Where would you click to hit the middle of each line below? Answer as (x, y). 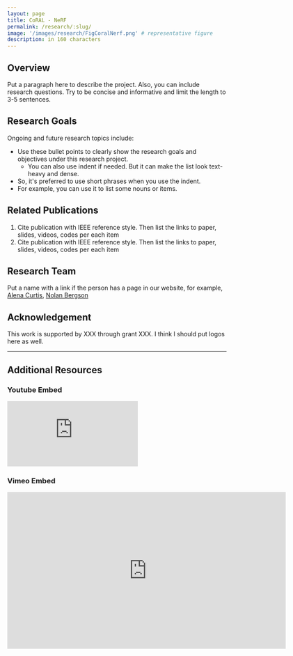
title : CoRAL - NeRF (37, 20)
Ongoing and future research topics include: (71, 138)
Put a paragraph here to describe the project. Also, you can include (104, 84)
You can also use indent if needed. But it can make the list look (118, 166)
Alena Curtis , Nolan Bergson (48, 295)
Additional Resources (55, 370)
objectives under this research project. (73, 159)
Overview (29, 68)
